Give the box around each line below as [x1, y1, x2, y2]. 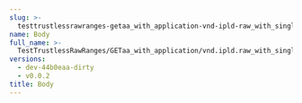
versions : [9, 55, 47, 64]
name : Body [9, 30, 50, 39]
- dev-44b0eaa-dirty [17, 64, 94, 73]
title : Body [9, 80, 54, 89]
